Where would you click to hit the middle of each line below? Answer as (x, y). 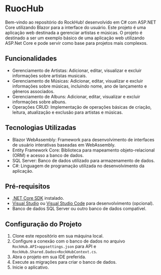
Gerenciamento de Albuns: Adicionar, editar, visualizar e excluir (76, 96)
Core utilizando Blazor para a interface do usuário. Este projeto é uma (76, 27)
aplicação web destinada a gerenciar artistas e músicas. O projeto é (74, 32)
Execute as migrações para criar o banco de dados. (64, 262)
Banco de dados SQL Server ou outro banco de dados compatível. (79, 209)
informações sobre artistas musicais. (50, 76)
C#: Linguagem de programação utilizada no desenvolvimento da (78, 166)
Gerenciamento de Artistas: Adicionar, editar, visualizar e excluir (77, 70)
